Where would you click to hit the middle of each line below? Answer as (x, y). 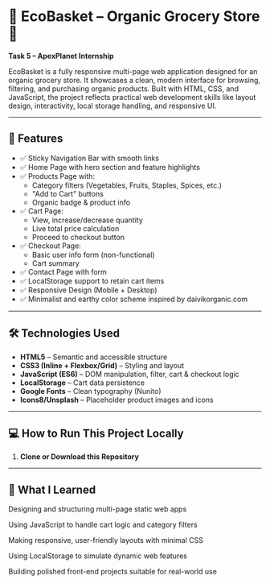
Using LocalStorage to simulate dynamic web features (98, 556)
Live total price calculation (76, 228)
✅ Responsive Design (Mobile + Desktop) (88, 290)
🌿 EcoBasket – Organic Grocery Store (134, 17)
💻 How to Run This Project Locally (96, 433)
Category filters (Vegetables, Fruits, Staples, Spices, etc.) (127, 185)
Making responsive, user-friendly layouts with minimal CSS (106, 541)
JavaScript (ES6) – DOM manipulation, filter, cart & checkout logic (129, 374)
